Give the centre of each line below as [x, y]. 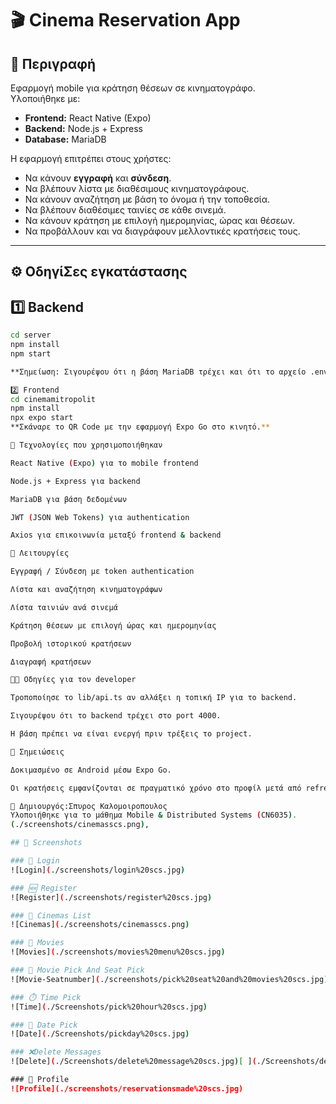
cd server [31, 335]
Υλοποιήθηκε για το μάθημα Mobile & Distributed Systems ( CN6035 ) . [154, 815]
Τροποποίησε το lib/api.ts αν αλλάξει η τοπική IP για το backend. [154, 698]
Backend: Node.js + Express [83, 128]
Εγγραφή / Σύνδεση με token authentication [102, 572]
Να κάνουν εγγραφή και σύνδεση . [98, 178]
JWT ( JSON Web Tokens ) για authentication [100, 517]
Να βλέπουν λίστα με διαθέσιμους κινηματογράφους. [137, 188]
